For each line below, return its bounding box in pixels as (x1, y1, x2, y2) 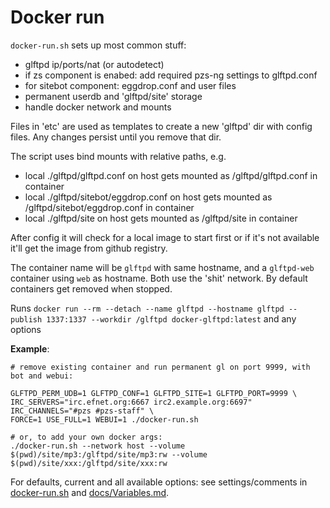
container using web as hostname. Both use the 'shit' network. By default (10, 272, 308, 284)
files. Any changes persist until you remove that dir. (10, 131, 222, 143)
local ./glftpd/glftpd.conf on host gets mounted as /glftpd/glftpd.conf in (24, 169, 318, 181)
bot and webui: (10, 371, 74, 381)
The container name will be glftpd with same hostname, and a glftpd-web (10, 261, 315, 273)
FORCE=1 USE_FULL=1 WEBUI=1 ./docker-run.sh (10, 414, 199, 425)
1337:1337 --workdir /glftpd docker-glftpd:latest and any (46, 312, 297, 325)
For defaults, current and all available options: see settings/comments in (10, 476, 308, 488)
